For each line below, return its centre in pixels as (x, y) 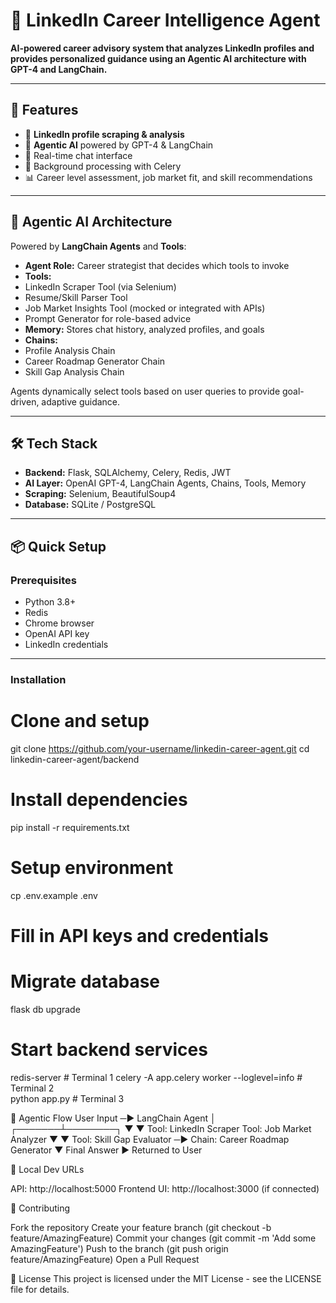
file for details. (40, 1289)
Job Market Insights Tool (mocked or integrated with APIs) (145, 308)
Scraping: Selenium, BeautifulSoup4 (100, 494)
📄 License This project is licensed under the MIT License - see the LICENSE (166, 1278)
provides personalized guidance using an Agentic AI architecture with (158, 58)
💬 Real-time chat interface (78, 155)
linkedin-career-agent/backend (75, 759)
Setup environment (92, 868)
